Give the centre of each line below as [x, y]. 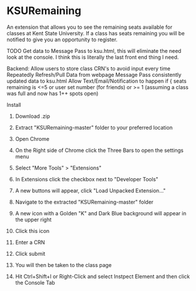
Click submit [30, 253]
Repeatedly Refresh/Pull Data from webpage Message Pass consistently [94, 75]
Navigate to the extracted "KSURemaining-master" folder [84, 202]
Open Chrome [32, 138]
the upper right [33, 219]
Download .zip [33, 116]
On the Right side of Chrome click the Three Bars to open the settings [99, 150]
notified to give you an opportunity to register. [62, 39]
